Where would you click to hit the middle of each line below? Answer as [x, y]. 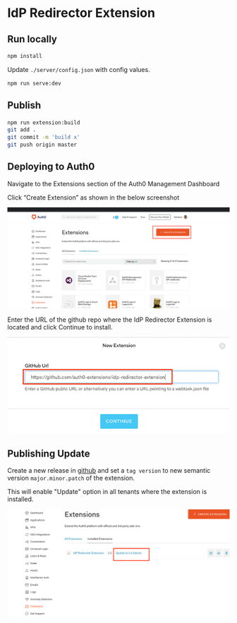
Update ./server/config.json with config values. [79, 69]
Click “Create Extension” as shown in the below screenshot [93, 197]
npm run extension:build [44, 122]
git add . [22, 130]
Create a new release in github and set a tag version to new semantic [109, 471]
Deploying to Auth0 [51, 167]
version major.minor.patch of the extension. [71, 478]
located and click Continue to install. [60, 327]
